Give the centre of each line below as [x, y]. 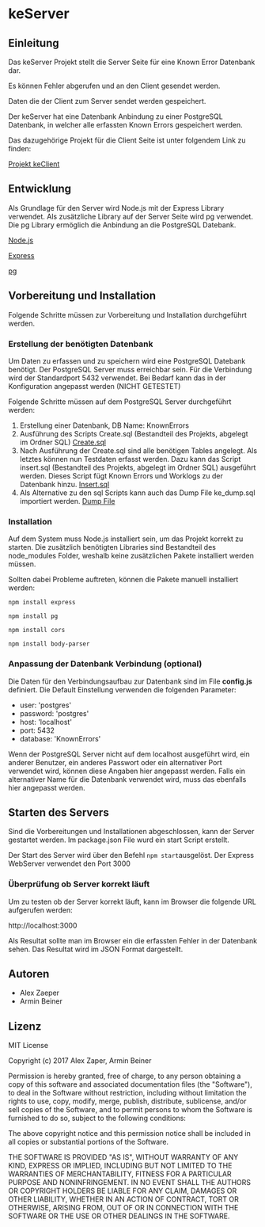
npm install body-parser [49, 644]
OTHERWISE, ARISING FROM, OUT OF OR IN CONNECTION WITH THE [123, 1208]
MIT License [28, 1046]
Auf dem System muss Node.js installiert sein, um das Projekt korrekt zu [126, 539]
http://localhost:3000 [43, 925]
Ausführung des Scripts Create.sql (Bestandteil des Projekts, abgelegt [134, 433]
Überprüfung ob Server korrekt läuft [79, 884]
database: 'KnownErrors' [60, 738]
